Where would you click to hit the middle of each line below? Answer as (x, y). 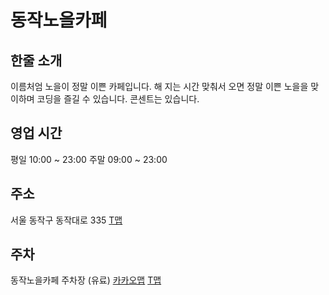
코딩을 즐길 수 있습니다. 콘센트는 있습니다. (118, 99)
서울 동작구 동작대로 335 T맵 (66, 220)
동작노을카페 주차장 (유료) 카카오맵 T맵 (86, 280)
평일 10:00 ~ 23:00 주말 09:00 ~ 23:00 (89, 159)
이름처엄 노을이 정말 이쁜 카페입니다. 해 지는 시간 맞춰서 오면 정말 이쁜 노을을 (159, 86)
